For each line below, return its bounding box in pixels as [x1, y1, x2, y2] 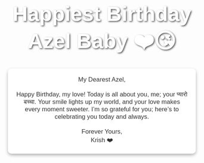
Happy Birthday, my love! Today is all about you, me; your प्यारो [16, 90, 188, 98]
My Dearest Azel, [78, 76, 126, 83]
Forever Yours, [81, 127, 123, 136]
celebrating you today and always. [54, 112, 150, 121]
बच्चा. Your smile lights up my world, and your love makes [23, 98, 180, 106]
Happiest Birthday [12, 1, 191, 26]
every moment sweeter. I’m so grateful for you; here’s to [24, 105, 180, 113]
